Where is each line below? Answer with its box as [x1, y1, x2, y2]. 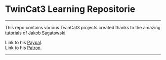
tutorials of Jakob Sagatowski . [5, 30, 67, 36]
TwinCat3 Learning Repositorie [5, 3, 135, 15]
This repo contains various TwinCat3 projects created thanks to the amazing [5, 24, 161, 30]
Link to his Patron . [5, 45, 42, 51]
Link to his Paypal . [5, 39, 42, 45]
